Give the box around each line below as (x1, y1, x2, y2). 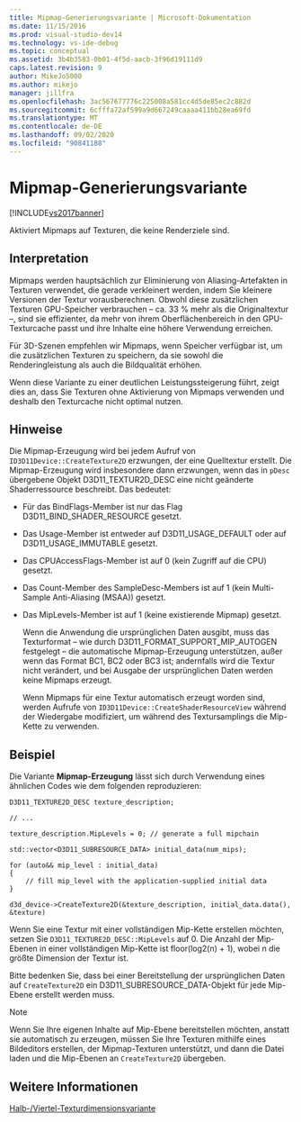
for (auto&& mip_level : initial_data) (9, 861, 159, 870)
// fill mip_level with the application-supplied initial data (25, 877, 268, 886)
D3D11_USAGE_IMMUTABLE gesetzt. (22, 538, 158, 549)
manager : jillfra (9, 88, 75, 97)
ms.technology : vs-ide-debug (9, 38, 119, 48)
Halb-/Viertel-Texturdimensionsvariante (9, 1102, 156, 1113)
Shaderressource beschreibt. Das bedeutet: (9, 484, 172, 495)
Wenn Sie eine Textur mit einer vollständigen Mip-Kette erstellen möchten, (9, 924, 285, 935)
